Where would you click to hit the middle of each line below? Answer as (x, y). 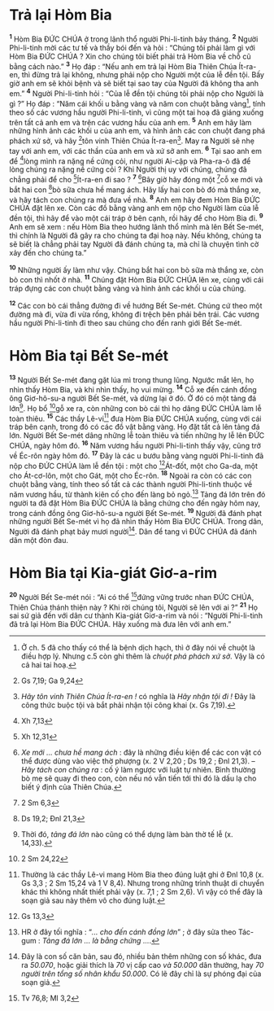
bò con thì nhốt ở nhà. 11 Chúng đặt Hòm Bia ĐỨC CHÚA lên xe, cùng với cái (136, 279)
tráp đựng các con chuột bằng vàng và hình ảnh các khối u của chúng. (128, 289)
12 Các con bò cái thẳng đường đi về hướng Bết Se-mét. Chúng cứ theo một (136, 305)
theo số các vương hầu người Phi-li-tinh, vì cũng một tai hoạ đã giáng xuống (137, 112)
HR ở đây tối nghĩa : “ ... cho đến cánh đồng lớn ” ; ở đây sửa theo (128, 932)
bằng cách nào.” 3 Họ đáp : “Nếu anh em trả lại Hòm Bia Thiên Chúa (123, 65)
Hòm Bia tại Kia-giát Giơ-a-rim (113, 573)
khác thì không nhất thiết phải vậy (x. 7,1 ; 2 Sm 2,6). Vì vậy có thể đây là (142, 892)
